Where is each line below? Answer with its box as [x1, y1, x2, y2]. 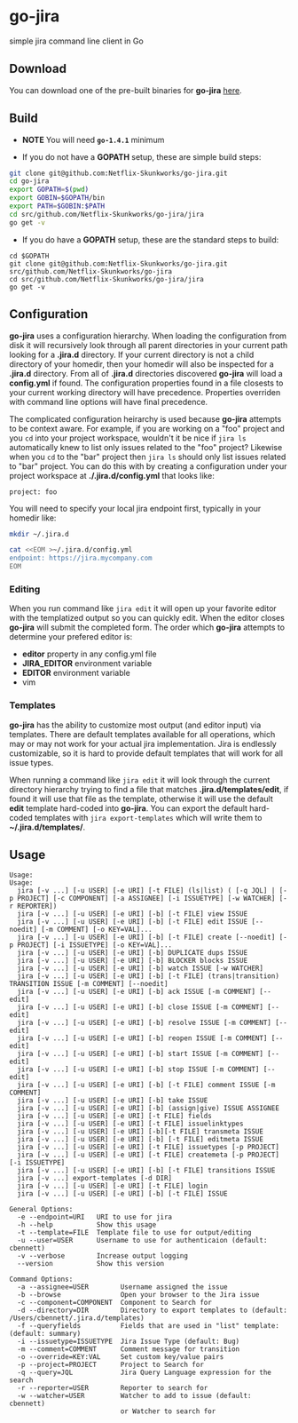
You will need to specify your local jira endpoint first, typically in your [9, 503, 262, 513]
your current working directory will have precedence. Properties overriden [9, 386, 281, 397]
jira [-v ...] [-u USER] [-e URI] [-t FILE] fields [17, 1112, 213, 1121]
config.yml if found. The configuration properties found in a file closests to [9, 378, 284, 388]
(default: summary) [9, 1330, 82, 1339]
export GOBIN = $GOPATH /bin [9, 194, 105, 203]
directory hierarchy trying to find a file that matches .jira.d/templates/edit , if [9, 783, 289, 794]
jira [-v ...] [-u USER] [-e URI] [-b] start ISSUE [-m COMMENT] [17, 1050, 264, 1059]
